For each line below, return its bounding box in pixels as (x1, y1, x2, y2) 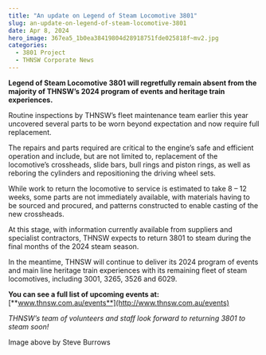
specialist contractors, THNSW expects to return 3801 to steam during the (8, 233, 252, 243)
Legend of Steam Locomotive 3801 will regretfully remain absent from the (8, 77, 257, 88)
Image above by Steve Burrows (8, 337, 111, 347)
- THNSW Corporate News (15, 57, 94, 65)
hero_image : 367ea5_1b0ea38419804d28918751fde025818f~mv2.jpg (8, 34, 219, 42)
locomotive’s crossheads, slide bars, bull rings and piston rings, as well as (8, 160, 251, 169)
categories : (8, 41, 48, 49)
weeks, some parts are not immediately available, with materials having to (8, 192, 251, 202)
